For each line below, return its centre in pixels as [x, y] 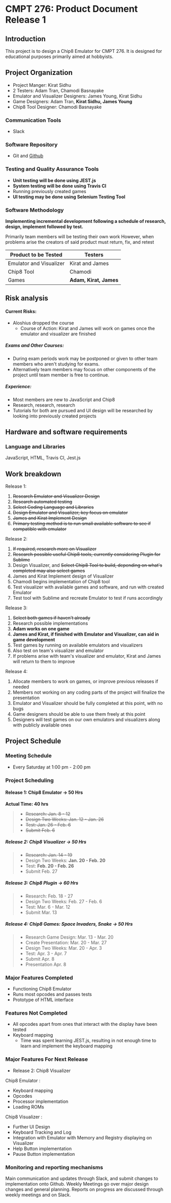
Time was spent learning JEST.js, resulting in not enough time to [88, 1041]
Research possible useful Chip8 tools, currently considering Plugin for [87, 555]
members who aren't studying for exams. [56, 364]
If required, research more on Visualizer [55, 549]
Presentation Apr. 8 [46, 964]
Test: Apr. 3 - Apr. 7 [46, 953]
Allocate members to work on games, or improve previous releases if [85, 681]
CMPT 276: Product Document [72, 9]
